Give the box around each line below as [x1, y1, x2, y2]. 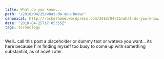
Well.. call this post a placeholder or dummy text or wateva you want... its [5, 38, 152, 44]
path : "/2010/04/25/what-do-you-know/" [5, 12, 86, 16]
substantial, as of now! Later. [5, 49, 63, 55]
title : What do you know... [5, 7, 62, 12]
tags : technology [5, 25, 41, 30]
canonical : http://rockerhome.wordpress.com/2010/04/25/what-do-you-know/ [5, 16, 161, 21]
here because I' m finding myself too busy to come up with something [5, 44, 146, 49]
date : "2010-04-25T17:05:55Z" [5, 20, 67, 26]
